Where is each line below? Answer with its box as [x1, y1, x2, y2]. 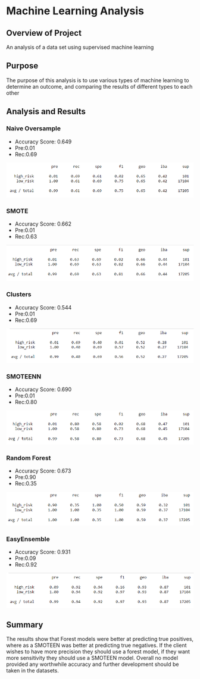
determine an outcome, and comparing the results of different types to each [6, 83, 193, 90]
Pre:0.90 [14, 474, 36, 481]
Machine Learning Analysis [6, 4, 145, 18]
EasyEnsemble [6, 534, 50, 543]
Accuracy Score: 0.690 [14, 386, 72, 393]
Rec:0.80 [14, 399, 37, 406]
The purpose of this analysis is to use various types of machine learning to [6, 76, 189, 84]
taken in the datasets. [6, 667, 60, 674]
